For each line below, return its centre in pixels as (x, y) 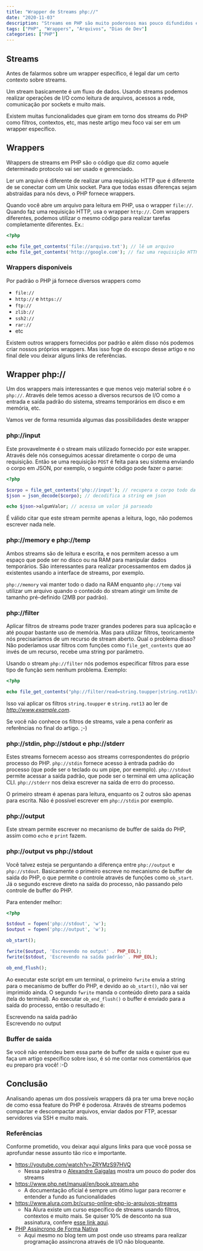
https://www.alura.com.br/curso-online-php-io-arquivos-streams (96, 1203)
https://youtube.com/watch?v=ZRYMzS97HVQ (73, 1165)
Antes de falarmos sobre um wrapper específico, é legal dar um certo (93, 73)
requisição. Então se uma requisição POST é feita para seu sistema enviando (100, 461)
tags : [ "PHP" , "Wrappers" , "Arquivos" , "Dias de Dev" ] (77, 29)
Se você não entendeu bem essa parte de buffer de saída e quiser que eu (98, 1052)
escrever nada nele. (31, 525)
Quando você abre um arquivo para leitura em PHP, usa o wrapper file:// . (100, 205)
